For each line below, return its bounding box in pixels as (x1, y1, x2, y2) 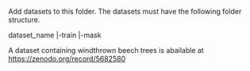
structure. (8, 15, 40, 24)
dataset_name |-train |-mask (8, 31, 102, 39)
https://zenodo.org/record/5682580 (8, 54, 126, 63)
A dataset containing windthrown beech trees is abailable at (8, 46, 204, 54)
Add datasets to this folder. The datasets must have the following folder (8, 7, 242, 16)
